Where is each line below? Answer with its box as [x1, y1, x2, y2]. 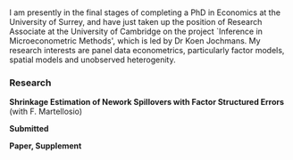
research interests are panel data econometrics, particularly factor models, [9, 44, 285, 55]
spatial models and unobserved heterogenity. [9, 54, 176, 65]
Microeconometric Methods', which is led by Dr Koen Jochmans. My [9, 35, 261, 46]
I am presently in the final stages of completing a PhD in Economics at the [9, 7, 281, 18]
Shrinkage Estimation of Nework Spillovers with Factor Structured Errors [9, 97, 284, 108]
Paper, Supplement [9, 140, 82, 151]
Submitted [9, 124, 49, 134]
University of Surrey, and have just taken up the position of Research [9, 16, 263, 27]
